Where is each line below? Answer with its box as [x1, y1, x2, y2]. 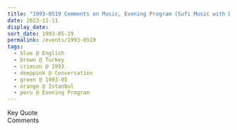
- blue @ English [13, 50, 65, 57]
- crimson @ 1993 [13, 63, 65, 70]
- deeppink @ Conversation [13, 69, 93, 76]
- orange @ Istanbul [13, 83, 74, 90]
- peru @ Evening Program [13, 89, 90, 96]
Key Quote [7, 109, 38, 117]
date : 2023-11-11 [7, 17, 59, 24]
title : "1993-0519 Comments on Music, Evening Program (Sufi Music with [7, 10, 226, 18]
